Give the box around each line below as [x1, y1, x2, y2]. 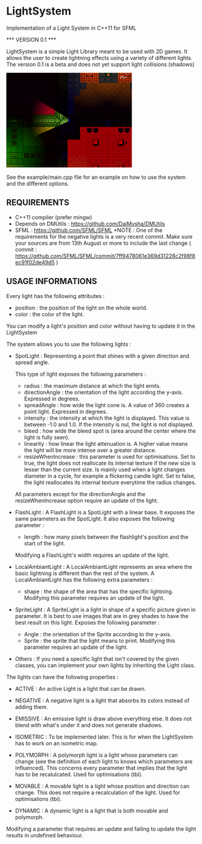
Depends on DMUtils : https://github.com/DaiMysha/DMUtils [14, 220, 165, 227]
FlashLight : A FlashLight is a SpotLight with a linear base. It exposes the [14, 508, 195, 516]
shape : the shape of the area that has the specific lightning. [24, 588, 174, 595]
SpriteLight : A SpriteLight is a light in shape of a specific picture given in [14, 606, 196, 613]
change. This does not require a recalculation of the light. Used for [14, 789, 181, 796]
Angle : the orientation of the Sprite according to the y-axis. [24, 630, 172, 637]
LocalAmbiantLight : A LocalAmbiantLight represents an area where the [14, 563, 193, 570]
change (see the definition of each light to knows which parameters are [14, 757, 193, 765]
